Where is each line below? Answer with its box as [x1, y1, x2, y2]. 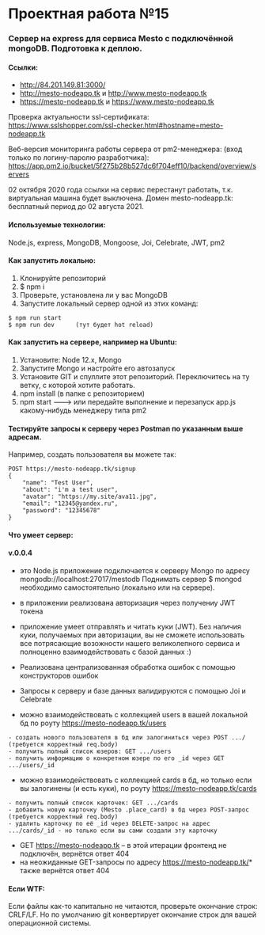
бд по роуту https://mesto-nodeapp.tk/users [19, 718, 167, 728]
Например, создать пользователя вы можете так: [8, 450, 176, 459]
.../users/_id [8, 761, 55, 769]
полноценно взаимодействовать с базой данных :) [19, 647, 192, 656]
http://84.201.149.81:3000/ [19, 80, 106, 89]
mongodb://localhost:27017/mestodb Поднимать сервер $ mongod [19, 574, 243, 583]
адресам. [8, 432, 42, 442]
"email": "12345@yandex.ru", [22, 500, 119, 507]
